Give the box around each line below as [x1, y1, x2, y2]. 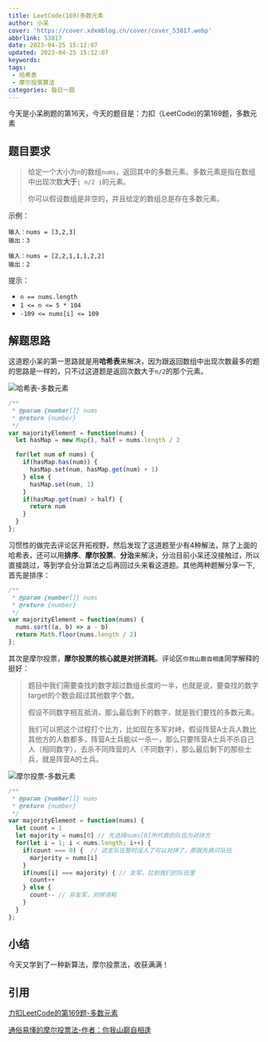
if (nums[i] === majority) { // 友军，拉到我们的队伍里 [22, 869, 195, 877]
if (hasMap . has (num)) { [22, 458, 98, 467]
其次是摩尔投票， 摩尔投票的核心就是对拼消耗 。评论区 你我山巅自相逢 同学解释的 [8, 653, 260, 663]
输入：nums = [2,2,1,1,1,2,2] [8, 252, 105, 260]
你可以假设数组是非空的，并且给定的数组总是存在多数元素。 [27, 194, 224, 203]
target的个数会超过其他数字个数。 [27, 690, 139, 700]
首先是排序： [8, 570, 50, 579]
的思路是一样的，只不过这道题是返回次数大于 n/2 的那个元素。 [8, 366, 208, 376]
